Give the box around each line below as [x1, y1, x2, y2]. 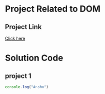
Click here [5, 35, 26, 41]
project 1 [5, 72, 31, 80]
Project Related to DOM [5, 3, 101, 15]
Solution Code [5, 52, 63, 63]
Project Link [5, 23, 42, 31]
